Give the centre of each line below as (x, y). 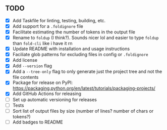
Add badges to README (38, 122)
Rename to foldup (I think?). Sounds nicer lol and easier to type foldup (86, 38)
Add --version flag (32, 66)
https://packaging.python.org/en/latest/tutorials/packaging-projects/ (84, 89)
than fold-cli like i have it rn (42, 44)
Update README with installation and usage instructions (71, 49)
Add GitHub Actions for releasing (47, 94)
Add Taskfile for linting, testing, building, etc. (59, 20)
